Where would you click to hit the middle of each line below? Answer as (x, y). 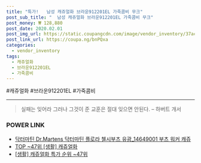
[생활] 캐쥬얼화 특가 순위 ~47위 (51, 154)
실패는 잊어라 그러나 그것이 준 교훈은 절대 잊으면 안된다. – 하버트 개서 (101, 109)
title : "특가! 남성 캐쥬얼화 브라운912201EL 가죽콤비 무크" (74, 12)
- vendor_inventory (36, 51)
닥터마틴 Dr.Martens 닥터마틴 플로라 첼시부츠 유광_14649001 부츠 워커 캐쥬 (103, 139)
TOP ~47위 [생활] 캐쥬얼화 (46, 146)
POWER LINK (25, 125)
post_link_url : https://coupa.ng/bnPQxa (57, 40)
